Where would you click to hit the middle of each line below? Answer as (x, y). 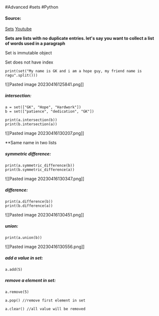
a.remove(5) (17, 292)
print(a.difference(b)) (29, 202)
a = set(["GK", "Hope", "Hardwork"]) (43, 107)
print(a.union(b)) (24, 238)
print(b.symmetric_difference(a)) (40, 170)
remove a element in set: (30, 280)
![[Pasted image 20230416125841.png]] (44, 84)
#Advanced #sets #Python (32, 7)
